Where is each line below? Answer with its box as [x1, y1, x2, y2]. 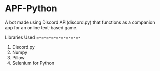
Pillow [12, 54, 25, 60]
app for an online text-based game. [5, 24, 78, 30]
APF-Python [5, 3, 57, 14]
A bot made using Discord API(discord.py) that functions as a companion [5, 19, 155, 25]
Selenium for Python [12, 60, 55, 66]
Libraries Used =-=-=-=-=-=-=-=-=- [5, 34, 81, 40]
